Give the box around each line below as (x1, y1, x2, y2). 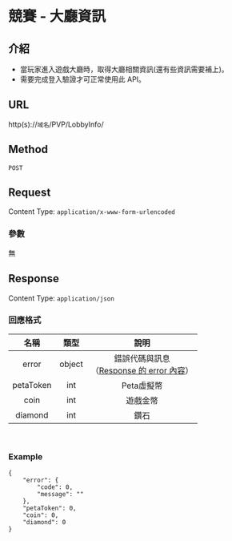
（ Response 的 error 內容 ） (90, 365, 194, 376)
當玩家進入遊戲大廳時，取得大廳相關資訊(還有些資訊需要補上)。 (19, 65, 230, 74)
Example (8, 450, 43, 462)
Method (8, 143, 49, 156)
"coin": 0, (22, 511, 59, 519)
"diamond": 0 (22, 519, 66, 527)
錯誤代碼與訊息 (114, 353, 170, 364)
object (59, 358, 84, 369)
